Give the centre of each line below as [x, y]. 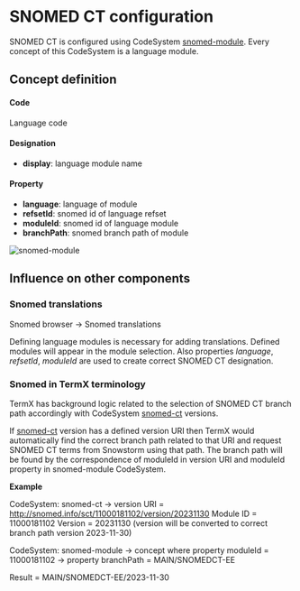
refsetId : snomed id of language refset [94, 213]
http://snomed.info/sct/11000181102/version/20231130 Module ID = [133, 513]
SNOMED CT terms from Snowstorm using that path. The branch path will [146, 449]
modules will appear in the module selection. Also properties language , [141, 351]
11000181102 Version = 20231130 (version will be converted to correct [139, 523]
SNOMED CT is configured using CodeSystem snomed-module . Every [140, 42]
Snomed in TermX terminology [77, 383]
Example [26, 486]
